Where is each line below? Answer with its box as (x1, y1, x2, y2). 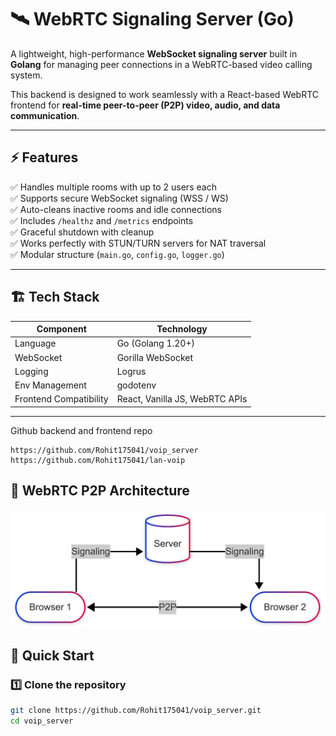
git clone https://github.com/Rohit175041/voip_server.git (10, 706, 262, 716)
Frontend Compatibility (14, 393, 109, 405)
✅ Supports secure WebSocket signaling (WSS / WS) (10, 192, 229, 204)
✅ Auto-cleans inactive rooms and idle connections (10, 203, 222, 215)
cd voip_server (10, 716, 74, 726)
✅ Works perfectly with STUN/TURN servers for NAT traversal (10, 237, 267, 249)
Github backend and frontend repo (10, 424, 153, 436)
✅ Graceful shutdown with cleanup (10, 226, 155, 238)
